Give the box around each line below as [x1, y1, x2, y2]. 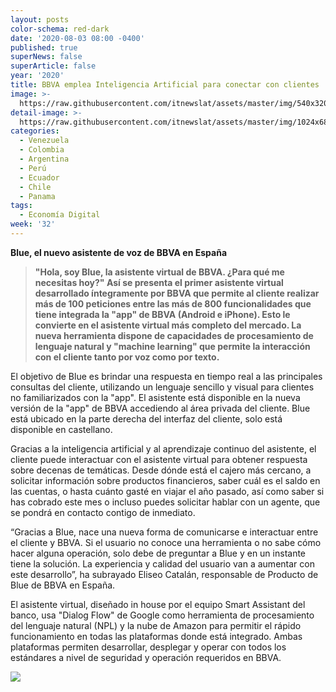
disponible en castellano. [10, 423, 113, 435]
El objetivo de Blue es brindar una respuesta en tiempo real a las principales [10, 370, 323, 382]
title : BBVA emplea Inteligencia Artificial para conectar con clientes [10, 80, 320, 90]
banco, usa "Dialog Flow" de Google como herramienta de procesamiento [10, 609, 315, 621]
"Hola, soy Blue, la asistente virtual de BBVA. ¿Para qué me [34, 266, 285, 278]
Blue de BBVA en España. [10, 579, 116, 591]
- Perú [19, 163, 47, 173]
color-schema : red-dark [10, 24, 110, 34]
